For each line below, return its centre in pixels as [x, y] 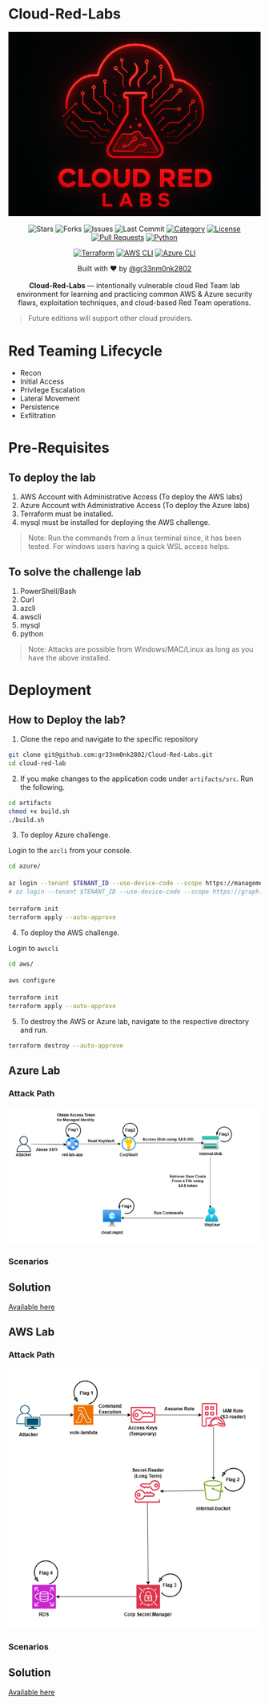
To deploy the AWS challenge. [70, 933]
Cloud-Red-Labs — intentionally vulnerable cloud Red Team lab [134, 286]
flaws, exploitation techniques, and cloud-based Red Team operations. [134, 303]
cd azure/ [25, 866]
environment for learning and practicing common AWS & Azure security [134, 295]
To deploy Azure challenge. [65, 835]
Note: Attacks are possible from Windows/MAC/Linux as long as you [141, 649]
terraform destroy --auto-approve [66, 1045]
